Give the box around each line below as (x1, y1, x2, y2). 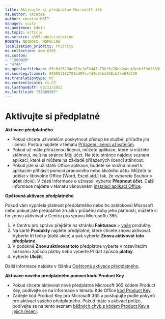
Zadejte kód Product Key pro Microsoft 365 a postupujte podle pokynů (12, 293, 155, 299)
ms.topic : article (5, 30, 43, 35)
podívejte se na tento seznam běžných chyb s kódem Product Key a (12, 303, 150, 309)
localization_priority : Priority (5, 44, 74, 49)
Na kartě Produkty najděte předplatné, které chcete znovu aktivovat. (12, 228, 152, 233)
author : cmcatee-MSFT (5, 16, 50, 21)
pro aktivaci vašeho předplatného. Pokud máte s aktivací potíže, (12, 298, 142, 304)
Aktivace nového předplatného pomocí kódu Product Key (5, 273, 124, 279)
